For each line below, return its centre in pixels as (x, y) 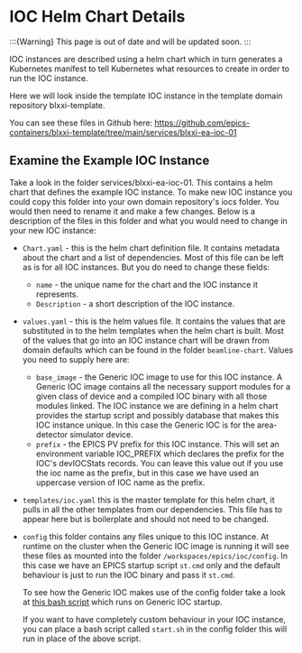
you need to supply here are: (76, 359)
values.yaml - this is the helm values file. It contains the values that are (154, 321)
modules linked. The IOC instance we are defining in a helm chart (157, 405)
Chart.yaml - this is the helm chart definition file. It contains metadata (151, 248)
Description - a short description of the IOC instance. (135, 303)
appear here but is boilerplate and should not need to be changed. (145, 519)
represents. (57, 294)
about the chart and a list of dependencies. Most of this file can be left (153, 257)
